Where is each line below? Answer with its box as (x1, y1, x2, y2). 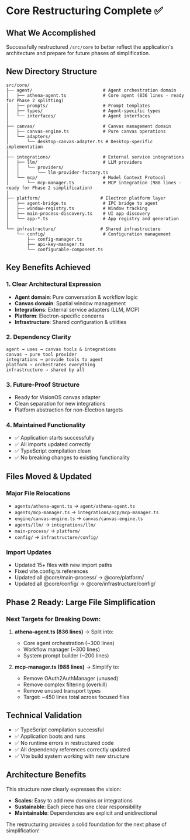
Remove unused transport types (23, 687, 101, 694)
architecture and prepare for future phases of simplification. (6, 50, 150, 56)
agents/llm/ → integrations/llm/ (14, 521, 96, 528)
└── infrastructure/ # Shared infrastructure (6, 226, 161, 232)
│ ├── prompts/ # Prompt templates (6, 103, 150, 109)
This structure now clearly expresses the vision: (6, 785, 122, 792)
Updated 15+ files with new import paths (14, 562, 112, 569)
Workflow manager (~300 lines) (23, 646, 101, 653)
